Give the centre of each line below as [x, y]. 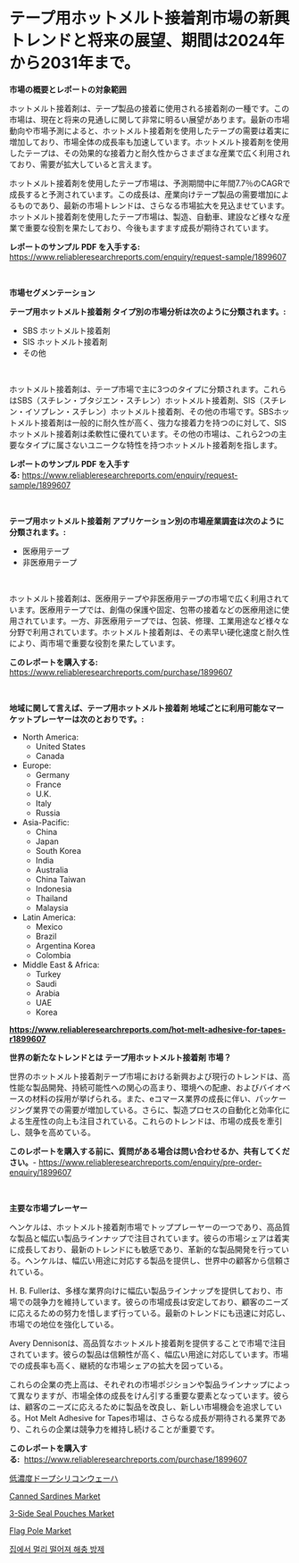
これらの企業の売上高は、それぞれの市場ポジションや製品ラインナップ [138, 1384]
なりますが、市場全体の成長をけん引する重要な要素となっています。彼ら [157, 1395]
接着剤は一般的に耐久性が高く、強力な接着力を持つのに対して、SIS [163, 422]
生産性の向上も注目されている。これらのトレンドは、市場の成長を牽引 [154, 1121]
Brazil [46, 936]
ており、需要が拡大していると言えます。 [83, 164]
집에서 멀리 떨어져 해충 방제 [57, 1549]
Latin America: [49, 917]
